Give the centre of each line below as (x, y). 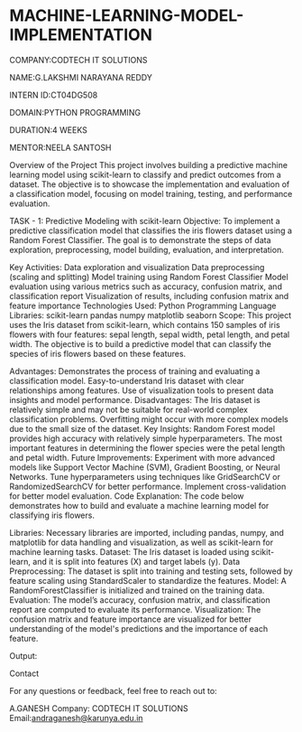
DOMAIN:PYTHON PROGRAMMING (75, 112)
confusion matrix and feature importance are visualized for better (131, 619)
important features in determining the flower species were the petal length (147, 447)
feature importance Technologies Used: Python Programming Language (143, 305)
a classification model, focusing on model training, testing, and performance (151, 193)
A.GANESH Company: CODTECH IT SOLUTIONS (99, 708)
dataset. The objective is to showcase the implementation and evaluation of (150, 184)
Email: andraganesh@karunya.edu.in (76, 718)
